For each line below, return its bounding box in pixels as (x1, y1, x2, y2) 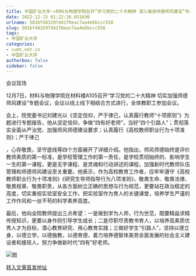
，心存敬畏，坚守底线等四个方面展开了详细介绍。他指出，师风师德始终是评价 (6, 146, 190, 153)
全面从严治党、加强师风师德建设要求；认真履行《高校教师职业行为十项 (10, 126, 180, 133)
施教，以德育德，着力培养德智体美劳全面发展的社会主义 (51, 232, 185, 239)
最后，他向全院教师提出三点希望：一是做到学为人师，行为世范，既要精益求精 (6, 210, 190, 217)
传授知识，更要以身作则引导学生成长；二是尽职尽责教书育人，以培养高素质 (6, 217, 185, 224)
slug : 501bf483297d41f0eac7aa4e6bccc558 (6, 25, 106, 31)
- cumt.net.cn (6, 47, 41, 53)
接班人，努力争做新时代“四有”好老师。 (21, 239, 113, 246)
